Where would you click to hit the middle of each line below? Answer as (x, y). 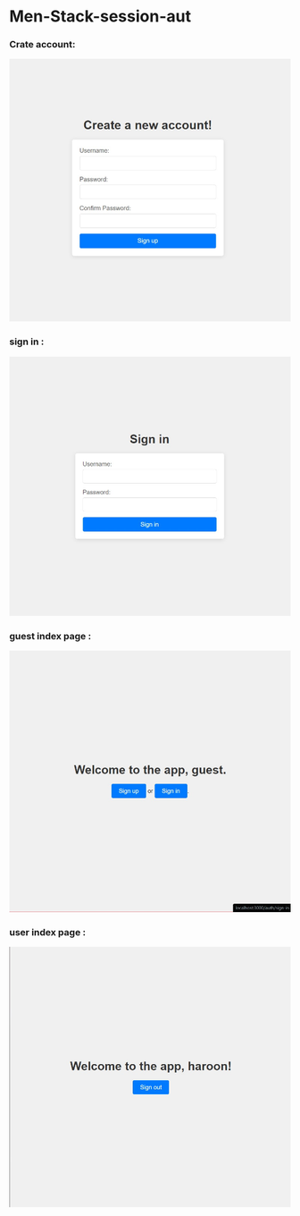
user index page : (48, 932)
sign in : (27, 342)
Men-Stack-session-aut (100, 17)
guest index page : (50, 637)
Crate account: (42, 45)
